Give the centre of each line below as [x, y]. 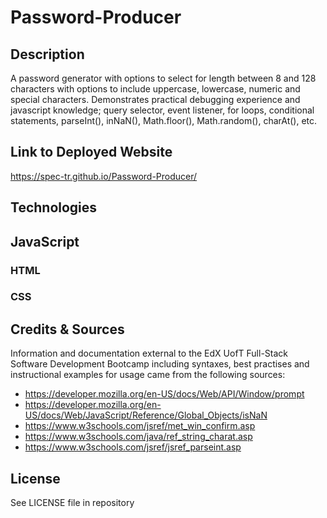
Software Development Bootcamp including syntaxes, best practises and [160, 364]
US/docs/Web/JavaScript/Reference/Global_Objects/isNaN [146, 415]
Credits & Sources [67, 329]
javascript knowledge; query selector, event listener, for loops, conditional [162, 110]
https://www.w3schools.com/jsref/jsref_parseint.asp [133, 447]
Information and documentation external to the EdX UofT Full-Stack [149, 353]
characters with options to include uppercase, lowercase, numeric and [155, 89]
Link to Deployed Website [91, 152]
